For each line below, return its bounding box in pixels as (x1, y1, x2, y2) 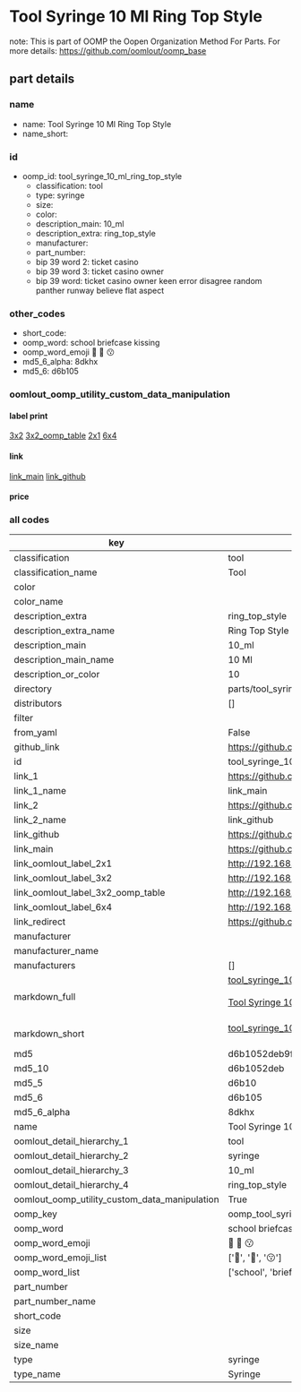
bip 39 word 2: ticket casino (35, 256, 139, 267)
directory (13, 683, 52, 695)
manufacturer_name (13, 945, 99, 958)
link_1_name (13, 785, 67, 797)
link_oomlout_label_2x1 (13, 857, 113, 870)
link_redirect (13, 915, 66, 928)
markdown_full (13, 991, 76, 1003)
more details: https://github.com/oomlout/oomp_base (9, 45, 207, 56)
